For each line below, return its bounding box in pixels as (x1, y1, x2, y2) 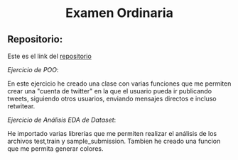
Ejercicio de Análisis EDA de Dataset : (7, 115, 117, 124)
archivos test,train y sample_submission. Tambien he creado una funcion (7, 137, 221, 145)
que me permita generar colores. (7, 144, 104, 153)
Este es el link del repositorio (7, 52, 92, 60)
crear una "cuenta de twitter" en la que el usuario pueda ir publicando (7, 87, 212, 95)
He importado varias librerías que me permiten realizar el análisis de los (7, 130, 217, 137)
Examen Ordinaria (65, 5, 174, 21)
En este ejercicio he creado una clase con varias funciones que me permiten (7, 79, 232, 88)
